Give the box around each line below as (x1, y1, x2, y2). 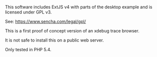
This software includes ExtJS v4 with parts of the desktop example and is (5, 4, 153, 10)
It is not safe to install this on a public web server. (5, 37, 104, 43)
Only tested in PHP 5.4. (5, 47, 52, 52)
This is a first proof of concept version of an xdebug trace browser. (5, 28, 140, 33)
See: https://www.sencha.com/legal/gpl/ (5, 19, 86, 24)
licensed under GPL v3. (5, 9, 52, 15)
